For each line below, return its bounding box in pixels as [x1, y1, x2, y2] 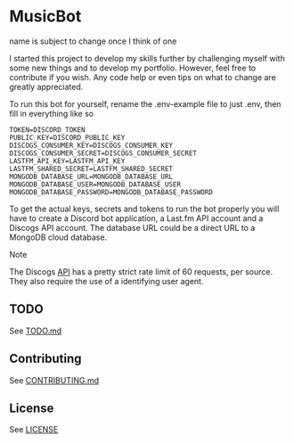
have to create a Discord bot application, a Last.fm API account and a [9, 212, 264, 224]
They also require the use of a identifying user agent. [9, 275, 204, 286]
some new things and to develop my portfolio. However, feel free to [9, 62, 257, 73]
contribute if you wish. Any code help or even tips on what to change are [9, 71, 276, 82]
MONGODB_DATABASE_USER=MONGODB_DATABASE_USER [9, 180, 181, 189]
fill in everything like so [9, 108, 94, 119]
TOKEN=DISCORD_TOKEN [9, 125, 86, 135]
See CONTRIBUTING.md [9, 374, 100, 385]
